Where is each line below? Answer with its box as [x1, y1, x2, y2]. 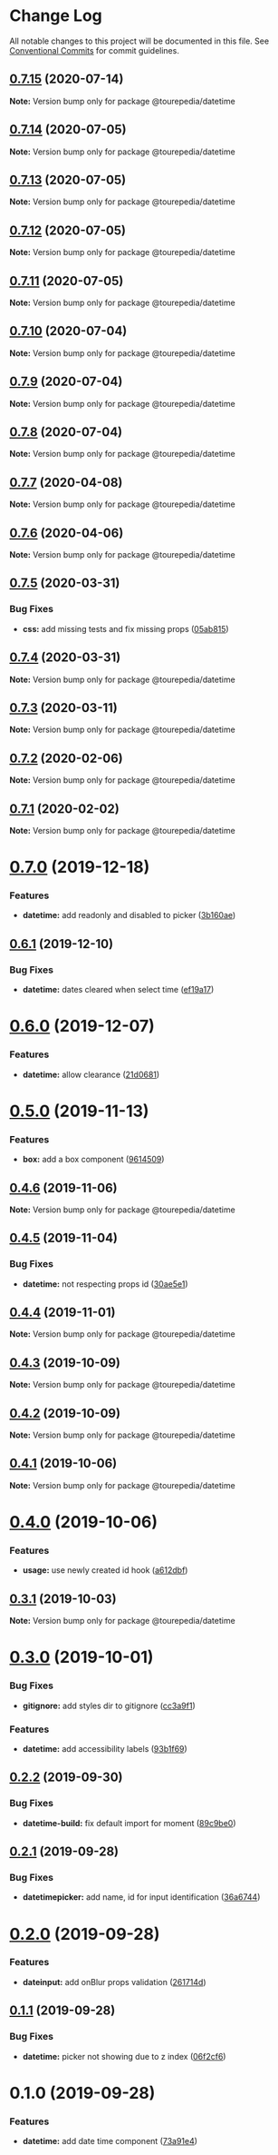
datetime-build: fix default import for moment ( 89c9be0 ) [22, 1817, 237, 1828]
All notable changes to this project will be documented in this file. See [9, 35, 270, 46]
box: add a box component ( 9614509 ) [22, 1154, 165, 1165]
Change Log [9, 5, 102, 26]
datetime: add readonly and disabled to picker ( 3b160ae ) [22, 910, 236, 921]
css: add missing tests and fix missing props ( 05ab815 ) [22, 623, 229, 634]
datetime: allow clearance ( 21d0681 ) [22, 1069, 160, 1080]
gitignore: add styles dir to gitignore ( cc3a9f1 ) [22, 1700, 197, 1711]
